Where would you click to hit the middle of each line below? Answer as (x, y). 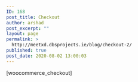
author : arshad (25, 23)
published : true (26, 51)
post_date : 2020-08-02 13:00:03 (46, 56)
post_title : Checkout (33, 17)
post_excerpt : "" (28, 28)
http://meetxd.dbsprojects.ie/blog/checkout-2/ (72, 45)
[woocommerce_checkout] (39, 72)
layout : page (22, 34)
